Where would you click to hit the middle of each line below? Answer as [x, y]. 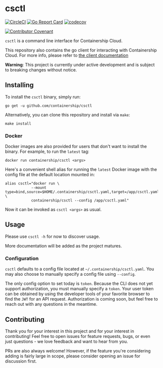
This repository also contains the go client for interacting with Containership [81, 50]
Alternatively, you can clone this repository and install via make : [67, 115]
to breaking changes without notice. [41, 70]
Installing [19, 85]
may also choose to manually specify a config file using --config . [70, 274]
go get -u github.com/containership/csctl [49, 106]
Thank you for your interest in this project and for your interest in [70, 331]
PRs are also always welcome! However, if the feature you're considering [78, 351]
